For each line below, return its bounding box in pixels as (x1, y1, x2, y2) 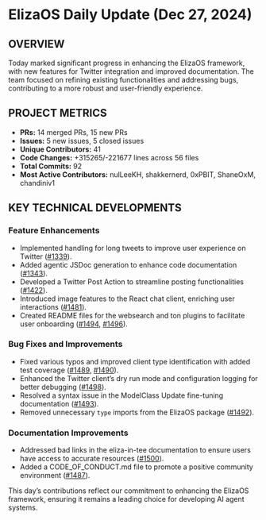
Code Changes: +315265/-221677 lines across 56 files (19, 152, 199, 162)
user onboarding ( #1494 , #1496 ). (19, 319, 129, 329)
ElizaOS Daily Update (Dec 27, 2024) (8, 6, 253, 24)
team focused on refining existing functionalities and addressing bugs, (8, 75, 239, 84)
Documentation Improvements (8, 427, 129, 438)
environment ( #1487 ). (19, 471, 91, 480)
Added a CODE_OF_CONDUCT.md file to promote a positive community (19, 462, 254, 472)
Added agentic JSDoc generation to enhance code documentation (19, 260, 237, 269)
